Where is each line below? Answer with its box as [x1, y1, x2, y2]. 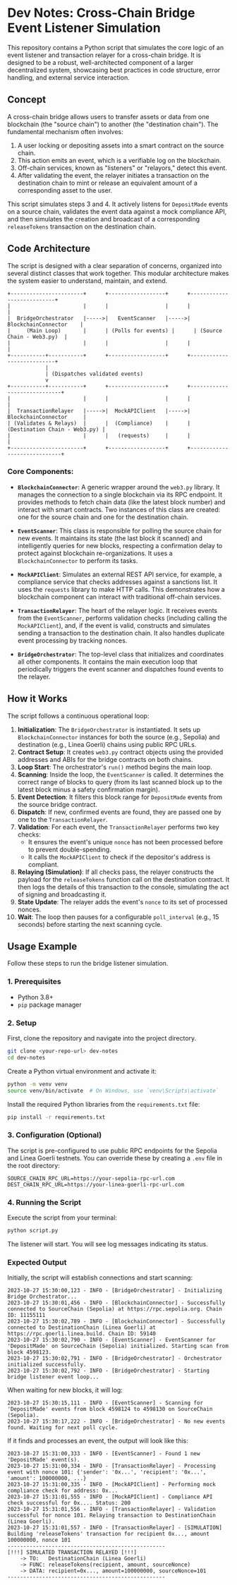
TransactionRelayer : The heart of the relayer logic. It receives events [17, 606, 217, 614]
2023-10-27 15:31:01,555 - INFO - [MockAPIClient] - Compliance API [7, 1493, 213, 1500]
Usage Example [7, 940, 78, 953]
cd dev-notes [7, 1054, 46, 1061]
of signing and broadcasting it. [17, 890, 107, 899]
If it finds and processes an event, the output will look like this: [7, 1437, 189, 1445]
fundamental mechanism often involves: [7, 127, 123, 135]
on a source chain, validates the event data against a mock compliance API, [7, 207, 227, 216]
